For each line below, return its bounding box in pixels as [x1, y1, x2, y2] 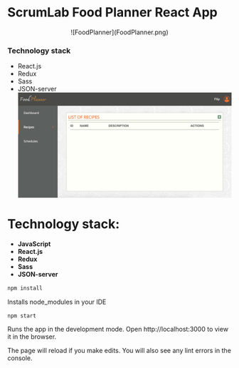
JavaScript [17, 240, 51, 248]
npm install [7, 285, 43, 292]
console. [7, 354, 33, 362]
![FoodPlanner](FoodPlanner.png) [70, 28, 169, 36]
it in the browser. [7, 332, 57, 341]
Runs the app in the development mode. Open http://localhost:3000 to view [7, 325, 229, 334]
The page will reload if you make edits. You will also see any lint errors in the [7, 347, 231, 355]
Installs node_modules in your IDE [7, 297, 107, 306]
